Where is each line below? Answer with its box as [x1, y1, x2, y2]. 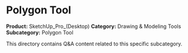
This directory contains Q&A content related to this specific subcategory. [6, 40, 183, 47]
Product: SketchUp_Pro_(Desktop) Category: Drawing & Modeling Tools [6, 23, 182, 30]
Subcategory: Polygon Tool [6, 29, 73, 36]
